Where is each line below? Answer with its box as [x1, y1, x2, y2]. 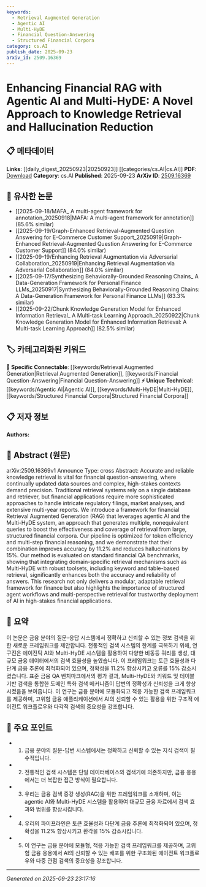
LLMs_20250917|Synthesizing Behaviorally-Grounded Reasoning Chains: [15, 286, 200, 293]
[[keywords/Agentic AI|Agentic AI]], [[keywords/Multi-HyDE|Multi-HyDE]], [6, 386, 194, 393]
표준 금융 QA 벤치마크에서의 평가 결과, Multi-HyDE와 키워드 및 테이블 [29, 672, 195, 679]
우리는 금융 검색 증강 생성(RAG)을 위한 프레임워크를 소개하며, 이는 [24, 790, 182, 798]
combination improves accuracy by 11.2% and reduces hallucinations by [6, 545, 188, 552]
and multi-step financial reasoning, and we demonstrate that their [6, 538, 172, 546]
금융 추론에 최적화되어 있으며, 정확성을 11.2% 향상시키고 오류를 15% [17, 664, 180, 672]
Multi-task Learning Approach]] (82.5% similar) [15, 325, 135, 332]
